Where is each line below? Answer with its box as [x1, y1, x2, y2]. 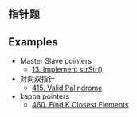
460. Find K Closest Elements [31, 100, 129, 110]
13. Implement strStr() [31, 64, 104, 74]
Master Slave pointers [19, 57, 92, 66]
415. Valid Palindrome [31, 83, 103, 93]
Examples [8, 35, 58, 49]
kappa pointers [19, 92, 70, 101]
